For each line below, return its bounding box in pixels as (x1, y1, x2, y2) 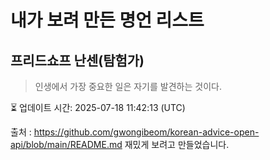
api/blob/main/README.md (10, 139, 123, 150)
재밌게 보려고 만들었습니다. (124, 139, 230, 150)
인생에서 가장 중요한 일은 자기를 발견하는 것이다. (34, 81, 222, 92)
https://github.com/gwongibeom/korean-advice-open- (33, 126, 260, 138)
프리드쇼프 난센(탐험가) (10, 52, 145, 69)
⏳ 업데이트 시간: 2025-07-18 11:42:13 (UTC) (10, 102, 186, 113)
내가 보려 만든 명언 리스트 (10, 9, 205, 32)
